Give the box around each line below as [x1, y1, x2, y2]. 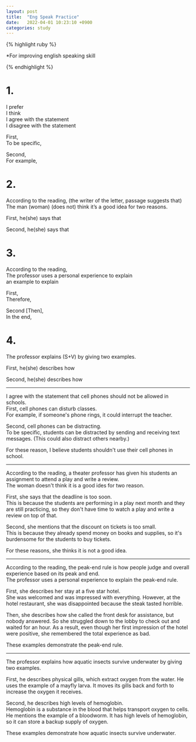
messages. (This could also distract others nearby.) [6, 435, 130, 442]
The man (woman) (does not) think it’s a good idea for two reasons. [6, 203, 168, 211]
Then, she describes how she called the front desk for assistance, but [6, 612, 174, 618]
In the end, [6, 314, 32, 321]
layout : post [6, 8, 38, 15]
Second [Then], [6, 307, 44, 314]
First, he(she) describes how [6, 365, 75, 372]
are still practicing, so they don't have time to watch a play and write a [6, 506, 174, 513]
